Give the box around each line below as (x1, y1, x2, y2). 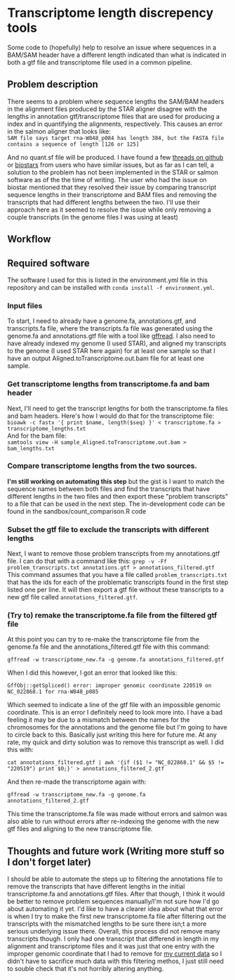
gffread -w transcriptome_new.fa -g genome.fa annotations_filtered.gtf (7, 656, 224, 663)
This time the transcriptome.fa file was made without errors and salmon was (7, 810, 228, 818)
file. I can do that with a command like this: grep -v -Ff (7, 557, 167, 566)
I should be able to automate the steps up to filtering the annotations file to (7, 874, 223, 884)
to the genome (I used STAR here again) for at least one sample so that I (7, 347, 215, 355)
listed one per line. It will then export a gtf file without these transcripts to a (7, 585, 224, 594)
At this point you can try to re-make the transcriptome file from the (7, 635, 200, 644)
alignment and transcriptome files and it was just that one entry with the (7, 942, 215, 950)
